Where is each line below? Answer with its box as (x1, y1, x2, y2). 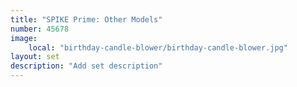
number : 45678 (10, 24, 70, 34)
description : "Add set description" (10, 61, 163, 71)
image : (10, 33, 38, 43)
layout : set (10, 52, 60, 62)
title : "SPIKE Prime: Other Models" (10, 14, 163, 25)
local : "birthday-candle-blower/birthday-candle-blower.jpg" (28, 42, 288, 53)
